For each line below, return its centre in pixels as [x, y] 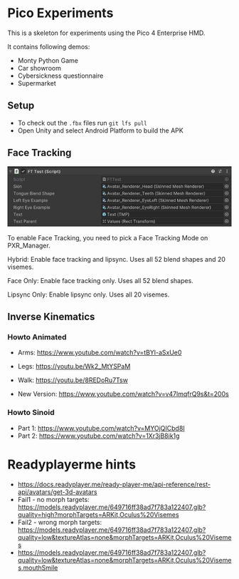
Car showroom [39, 68]
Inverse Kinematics [51, 317]
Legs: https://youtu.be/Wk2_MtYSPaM [74, 367]
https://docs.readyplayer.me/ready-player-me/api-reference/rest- [114, 484]
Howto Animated [37, 337]
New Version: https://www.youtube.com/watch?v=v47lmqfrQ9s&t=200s [123, 394]
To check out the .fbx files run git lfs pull [82, 123]
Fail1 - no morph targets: [54, 499]
